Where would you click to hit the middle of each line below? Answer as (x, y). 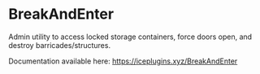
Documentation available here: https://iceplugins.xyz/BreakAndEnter (123, 61)
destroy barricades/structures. (60, 45)
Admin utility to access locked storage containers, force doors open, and (130, 37)
